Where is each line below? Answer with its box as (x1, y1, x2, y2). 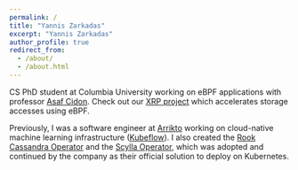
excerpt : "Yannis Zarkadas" (9, 29, 114, 38)
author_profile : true (9, 37, 90, 47)
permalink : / (9, 12, 58, 22)
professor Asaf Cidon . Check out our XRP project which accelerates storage (9, 96, 289, 106)
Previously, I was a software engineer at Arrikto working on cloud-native (9, 122, 274, 133)
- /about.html (17, 63, 69, 72)
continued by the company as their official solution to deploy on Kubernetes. (9, 151, 289, 161)
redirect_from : (9, 46, 66, 55)
